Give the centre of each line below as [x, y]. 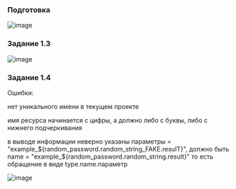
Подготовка [29, 10]
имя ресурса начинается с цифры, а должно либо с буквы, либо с [107, 120]
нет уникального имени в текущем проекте [73, 106]
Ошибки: [21, 93]
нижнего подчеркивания [45, 127]
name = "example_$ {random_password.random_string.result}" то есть [111, 156]
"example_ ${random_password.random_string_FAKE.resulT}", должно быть [118, 149]
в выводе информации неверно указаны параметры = [90, 141]
